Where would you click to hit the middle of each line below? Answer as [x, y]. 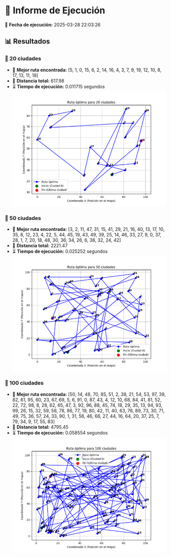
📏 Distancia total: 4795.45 [40, 427]
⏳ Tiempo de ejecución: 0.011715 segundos [59, 86]
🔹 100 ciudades [24, 383]
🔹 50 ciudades [23, 218]
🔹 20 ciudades [23, 58]
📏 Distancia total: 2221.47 [40, 246]
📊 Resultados [27, 41]
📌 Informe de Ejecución [55, 11]
